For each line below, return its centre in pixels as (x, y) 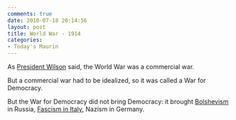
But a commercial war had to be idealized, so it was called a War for (107, 80)
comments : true (30, 14)
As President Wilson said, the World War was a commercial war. (101, 67)
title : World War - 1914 (44, 34)
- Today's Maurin (33, 47)
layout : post (27, 27)
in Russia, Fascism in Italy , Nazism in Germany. (76, 109)
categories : (25, 40)
